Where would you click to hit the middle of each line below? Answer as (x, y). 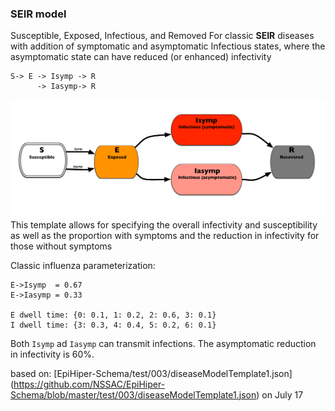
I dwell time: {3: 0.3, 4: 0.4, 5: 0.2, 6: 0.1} (113, 325)
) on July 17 (280, 394)
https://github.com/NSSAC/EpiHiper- (89, 384)
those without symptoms (61, 246)
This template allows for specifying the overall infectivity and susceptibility (164, 224)
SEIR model (38, 14)
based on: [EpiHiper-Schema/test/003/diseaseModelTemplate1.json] (151, 373)
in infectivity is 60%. (52, 354)
